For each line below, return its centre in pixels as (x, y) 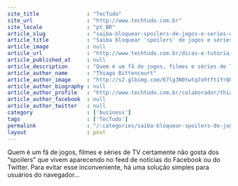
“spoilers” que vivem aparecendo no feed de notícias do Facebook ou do (114, 160)
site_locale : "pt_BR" (61, 27)
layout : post (57, 132)
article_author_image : (49, 80)
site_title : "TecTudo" (64, 14)
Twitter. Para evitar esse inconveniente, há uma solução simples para (108, 168)
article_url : (49, 54)
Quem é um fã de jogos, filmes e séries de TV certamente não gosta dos (113, 152)
